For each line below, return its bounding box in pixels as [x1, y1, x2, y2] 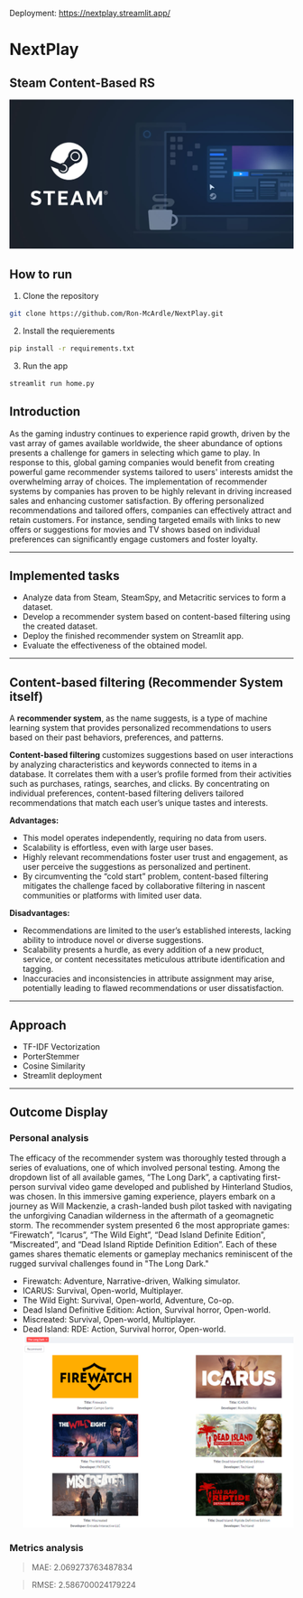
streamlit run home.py [9, 378, 95, 388]
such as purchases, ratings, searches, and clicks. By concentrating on [9, 779, 271, 790]
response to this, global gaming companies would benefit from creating [9, 456, 275, 468]
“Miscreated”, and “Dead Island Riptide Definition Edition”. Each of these [9, 1238, 278, 1249]
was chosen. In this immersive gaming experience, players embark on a [9, 1191, 276, 1201]
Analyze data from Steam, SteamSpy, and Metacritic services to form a [22, 592, 287, 603]
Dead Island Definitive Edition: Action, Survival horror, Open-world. [22, 1304, 271, 1315]
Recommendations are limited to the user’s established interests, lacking [22, 925, 291, 936]
